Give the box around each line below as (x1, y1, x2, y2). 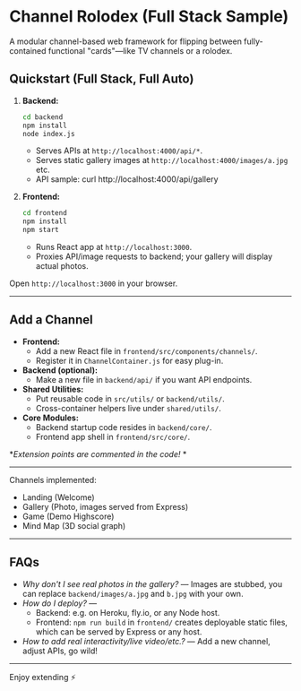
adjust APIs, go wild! (21, 645, 99, 656)
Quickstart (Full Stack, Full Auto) (9, 72, 194, 87)
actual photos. (35, 261, 90, 271)
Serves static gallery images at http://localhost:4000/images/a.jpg (35, 155, 288, 166)
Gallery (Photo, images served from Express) (21, 501, 189, 512)
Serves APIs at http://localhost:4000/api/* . (35, 145, 203, 156)
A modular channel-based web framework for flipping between (9, 36, 242, 47)
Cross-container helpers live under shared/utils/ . (35, 402, 221, 413)
